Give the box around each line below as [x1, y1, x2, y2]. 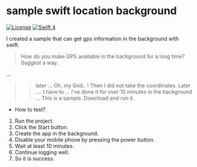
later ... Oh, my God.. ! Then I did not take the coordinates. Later [35, 81, 191, 89]
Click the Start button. [14, 123, 69, 130]
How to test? [14, 106, 46, 113]
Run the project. [14, 117, 54, 125]
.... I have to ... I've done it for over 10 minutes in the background [35, 88, 192, 95]
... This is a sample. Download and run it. [35, 94, 135, 101]
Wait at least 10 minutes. [14, 142, 75, 149]
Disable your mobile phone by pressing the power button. [14, 136, 155, 143]
